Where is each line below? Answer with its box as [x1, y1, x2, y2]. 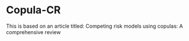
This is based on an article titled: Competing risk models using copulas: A [6, 23, 183, 29]
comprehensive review [6, 28, 61, 35]
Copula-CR [6, 3, 61, 17]
